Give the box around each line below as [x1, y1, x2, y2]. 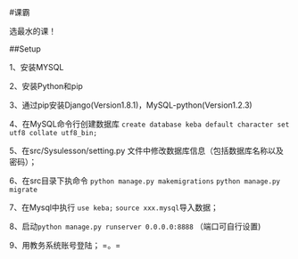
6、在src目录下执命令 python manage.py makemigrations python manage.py [9, 175, 281, 186]
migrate [9, 185, 38, 194]
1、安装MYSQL [9, 62, 64, 72]
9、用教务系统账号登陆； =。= [9, 240, 121, 250]
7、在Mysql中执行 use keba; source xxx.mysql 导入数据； [9, 202, 219, 213]
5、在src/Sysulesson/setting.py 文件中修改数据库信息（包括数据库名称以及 [9, 145, 284, 156]
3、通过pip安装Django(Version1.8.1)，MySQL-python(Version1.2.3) [9, 100, 252, 110]
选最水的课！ [9, 26, 56, 36]
